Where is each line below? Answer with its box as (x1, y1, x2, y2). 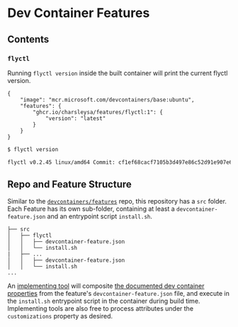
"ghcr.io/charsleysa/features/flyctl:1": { (33, 109, 163, 116)
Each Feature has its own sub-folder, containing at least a (7, 204, 175, 214)
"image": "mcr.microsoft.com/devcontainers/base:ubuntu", (20, 96, 195, 104)
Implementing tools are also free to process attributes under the (7, 304, 193, 313)
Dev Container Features (7, 5, 150, 21)
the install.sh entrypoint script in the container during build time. (7, 296, 200, 306)
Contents (7, 33, 50, 45)
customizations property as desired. (7, 312, 113, 321)
